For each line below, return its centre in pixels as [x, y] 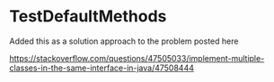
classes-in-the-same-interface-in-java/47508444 [102, 68]
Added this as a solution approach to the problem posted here [124, 41]
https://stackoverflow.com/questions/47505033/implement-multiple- [137, 58]
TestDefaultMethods [88, 16]
